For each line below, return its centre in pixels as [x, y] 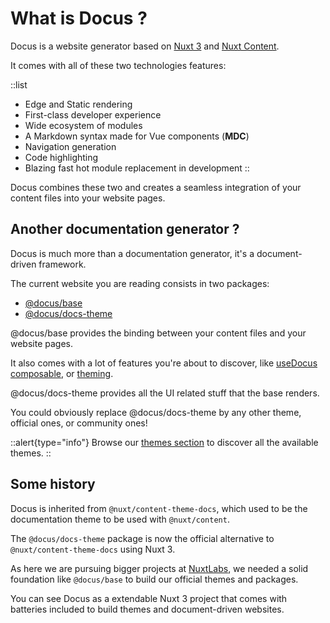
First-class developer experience [93, 114]
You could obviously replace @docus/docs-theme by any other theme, [156, 412]
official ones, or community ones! [79, 423]
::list [19, 84]
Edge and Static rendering [78, 104]
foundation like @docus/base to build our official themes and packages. [154, 579]
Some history [53, 484]
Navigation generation [70, 146]
